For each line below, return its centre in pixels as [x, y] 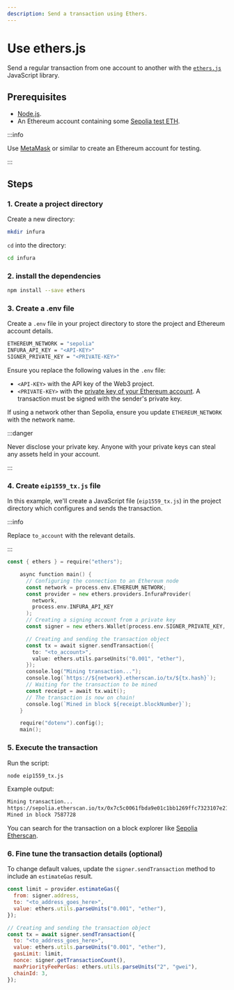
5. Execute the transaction [53, 747]
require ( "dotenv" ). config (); [62, 723]
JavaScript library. [33, 75]
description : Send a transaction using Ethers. [78, 14]
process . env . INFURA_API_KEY [73, 607]
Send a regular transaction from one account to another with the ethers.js [114, 68]
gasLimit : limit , [39, 954]
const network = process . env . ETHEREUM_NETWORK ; [96, 587]
